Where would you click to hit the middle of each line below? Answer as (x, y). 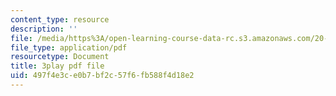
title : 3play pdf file (57, 66)
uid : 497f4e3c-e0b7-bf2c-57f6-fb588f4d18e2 (102, 76)
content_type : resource (60, 19)
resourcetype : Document (60, 57)
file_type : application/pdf (69, 47)
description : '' (44, 29)
